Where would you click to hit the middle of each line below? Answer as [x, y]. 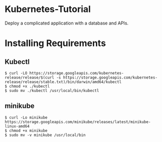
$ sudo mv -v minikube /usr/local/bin [45, 135]
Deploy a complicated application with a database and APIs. [67, 23]
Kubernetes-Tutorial [48, 9]
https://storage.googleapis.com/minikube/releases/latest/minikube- [78, 122]
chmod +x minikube [29, 130]
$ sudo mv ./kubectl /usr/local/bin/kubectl [52, 90]
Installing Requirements [55, 43]
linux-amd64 [17, 126]
